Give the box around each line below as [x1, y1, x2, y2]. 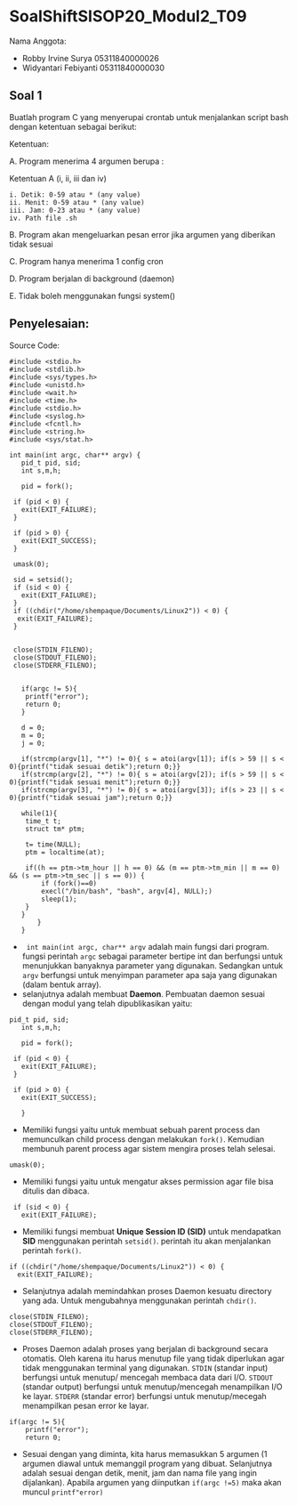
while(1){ [20, 808, 58, 818]
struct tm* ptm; [25, 824, 86, 833]
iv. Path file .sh [9, 214, 77, 223]
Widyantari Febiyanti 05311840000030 [21, 62, 165, 73]
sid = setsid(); [12, 575, 74, 584]
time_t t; [25, 816, 62, 825]
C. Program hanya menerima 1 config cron [9, 255, 165, 266]
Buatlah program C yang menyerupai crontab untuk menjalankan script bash [9, 111, 289, 122]
